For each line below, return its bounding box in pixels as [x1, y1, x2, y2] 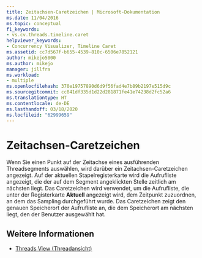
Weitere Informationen [6, 229, 95, 239]
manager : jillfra [6, 66, 51, 72]
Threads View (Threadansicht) [15, 245, 92, 252]
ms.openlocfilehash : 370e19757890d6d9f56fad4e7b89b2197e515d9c [6, 84, 171, 90]
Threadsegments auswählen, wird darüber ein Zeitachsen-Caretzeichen [6, 165, 188, 173]
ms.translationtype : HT [6, 95, 67, 101]
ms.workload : [6, 72, 40, 78]
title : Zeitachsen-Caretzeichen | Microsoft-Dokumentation [6, 9, 160, 15]
